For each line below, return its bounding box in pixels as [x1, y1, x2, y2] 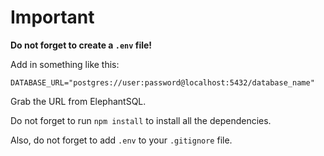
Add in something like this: [10, 58, 120, 70]
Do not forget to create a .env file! [10, 39, 153, 51]
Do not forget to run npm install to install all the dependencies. [10, 114, 272, 126]
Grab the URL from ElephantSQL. [10, 95, 147, 107]
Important [10, 6, 95, 29]
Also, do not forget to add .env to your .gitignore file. [10, 134, 233, 146]
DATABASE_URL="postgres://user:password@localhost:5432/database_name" [10, 77, 315, 88]
